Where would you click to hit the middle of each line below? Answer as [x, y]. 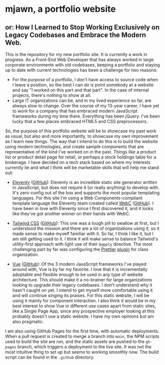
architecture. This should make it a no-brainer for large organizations [82, 280]
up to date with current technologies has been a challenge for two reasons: [81, 70]
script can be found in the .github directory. [50, 357]
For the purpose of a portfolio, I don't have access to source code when [85, 79]
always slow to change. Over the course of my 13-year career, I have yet [86, 106]
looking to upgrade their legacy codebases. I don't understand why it [82, 285]
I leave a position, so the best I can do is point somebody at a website [83, 85]
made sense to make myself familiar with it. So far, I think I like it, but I [83, 234]
